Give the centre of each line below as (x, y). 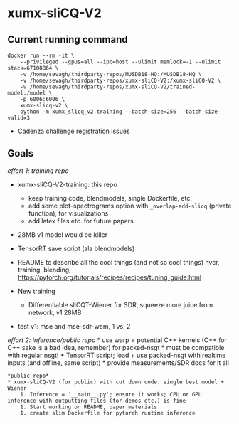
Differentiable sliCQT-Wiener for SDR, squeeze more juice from (121, 304)
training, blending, (44, 270)
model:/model (27, 93)
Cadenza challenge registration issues (74, 131)
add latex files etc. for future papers (81, 221)
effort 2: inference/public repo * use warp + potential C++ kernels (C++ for (117, 340)
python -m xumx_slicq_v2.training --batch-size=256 (98, 112)
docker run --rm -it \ (41, 55)
